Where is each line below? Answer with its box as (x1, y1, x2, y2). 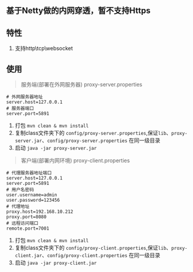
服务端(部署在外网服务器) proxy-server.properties (20, 81, 143, 88)
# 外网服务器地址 (6, 94, 43, 100)
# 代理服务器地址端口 (6, 170, 52, 176)
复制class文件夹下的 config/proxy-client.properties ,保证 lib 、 (14, 244, 172, 252)
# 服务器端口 (6, 106, 34, 112)
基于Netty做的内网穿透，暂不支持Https (6, 5, 151, 16)
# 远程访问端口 (6, 220, 39, 227)
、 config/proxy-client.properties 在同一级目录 (41, 252, 161, 259)
